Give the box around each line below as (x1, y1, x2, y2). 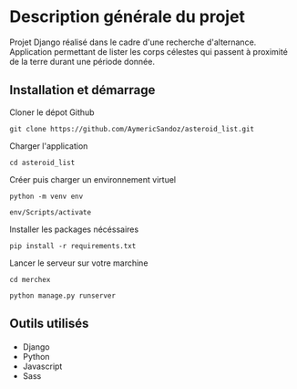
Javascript (22, 361, 63, 372)
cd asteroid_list (9, 158, 76, 167)
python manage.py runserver (9, 290, 117, 300)
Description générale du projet (9, 6, 246, 27)
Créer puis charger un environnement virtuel (9, 173, 176, 184)
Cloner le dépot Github (9, 107, 95, 118)
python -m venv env (9, 192, 84, 201)
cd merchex (9, 275, 51, 284)
